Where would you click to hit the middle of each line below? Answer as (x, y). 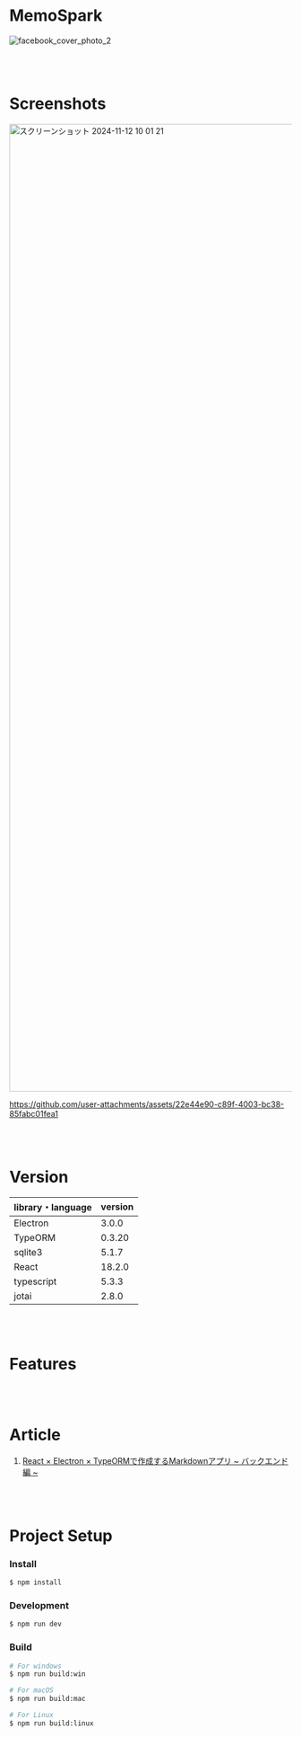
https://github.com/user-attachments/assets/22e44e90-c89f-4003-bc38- (147, 1104)
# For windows (36, 1666)
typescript (35, 1281)
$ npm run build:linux (52, 1723)
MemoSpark (56, 16)
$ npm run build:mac (48, 1699)
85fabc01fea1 (34, 1113)
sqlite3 (28, 1252)
